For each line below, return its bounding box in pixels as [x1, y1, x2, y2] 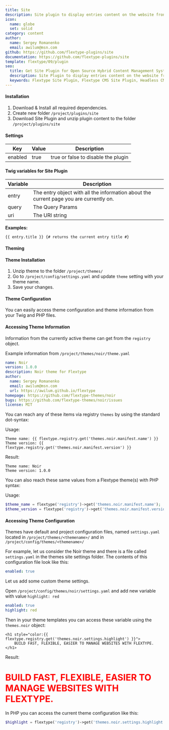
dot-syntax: [5, 417, 29, 423]
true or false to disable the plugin [50, 154, 129, 161]
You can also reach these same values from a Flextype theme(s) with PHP [5, 477, 158, 483]
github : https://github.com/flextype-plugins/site [5, 50, 114, 55]
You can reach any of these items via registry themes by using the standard [5, 411, 160, 417]
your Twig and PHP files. [5, 312, 56, 318]
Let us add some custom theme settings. [5, 578, 90, 584]
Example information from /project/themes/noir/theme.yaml [5, 350, 130, 356]
